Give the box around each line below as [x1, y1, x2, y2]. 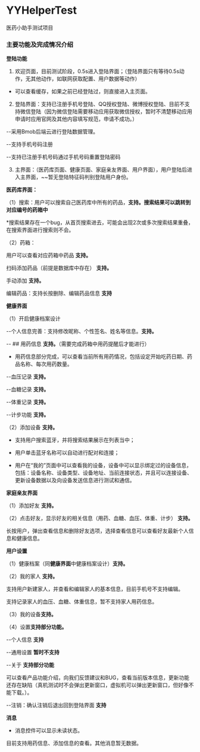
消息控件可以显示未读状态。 [14, 727, 83, 734]
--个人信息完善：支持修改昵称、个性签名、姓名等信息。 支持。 [6, 328, 157, 335]
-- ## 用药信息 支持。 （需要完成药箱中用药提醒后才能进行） [6, 340, 150, 347]
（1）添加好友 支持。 [6, 502, 57, 509]
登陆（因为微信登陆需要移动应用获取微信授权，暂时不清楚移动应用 [30, 108, 192, 115]
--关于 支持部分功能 [6, 661, 55, 669]
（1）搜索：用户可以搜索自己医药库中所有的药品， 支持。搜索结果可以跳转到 [6, 199, 191, 206]
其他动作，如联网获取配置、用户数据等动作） [30, 75, 140, 82]
